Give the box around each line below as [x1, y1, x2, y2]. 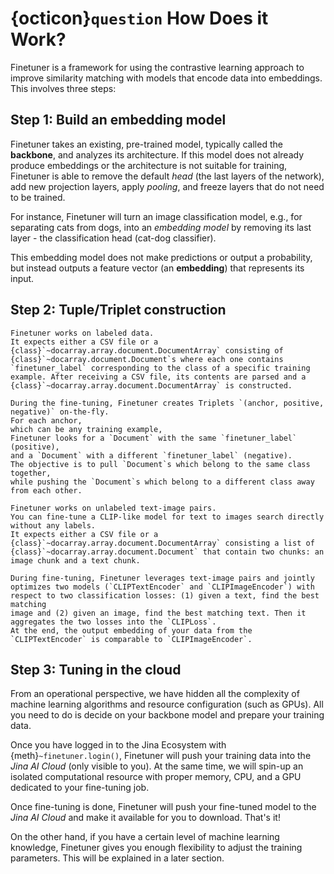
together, [10, 468, 52, 478]
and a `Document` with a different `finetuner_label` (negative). [10, 450, 293, 461]
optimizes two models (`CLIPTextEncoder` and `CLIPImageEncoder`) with [10, 582, 315, 592]
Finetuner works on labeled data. [10, 328, 155, 338]
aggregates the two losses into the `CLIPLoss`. [10, 617, 217, 627]
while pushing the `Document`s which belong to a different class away [10, 477, 315, 487]
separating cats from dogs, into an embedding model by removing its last [10, 221, 312, 233]
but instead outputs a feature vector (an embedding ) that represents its [10, 262, 305, 274]
